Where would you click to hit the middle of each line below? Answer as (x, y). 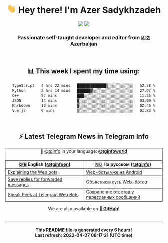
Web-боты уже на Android (114, 172)
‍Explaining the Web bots (33, 172)
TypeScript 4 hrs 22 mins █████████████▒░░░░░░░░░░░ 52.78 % (84, 86)
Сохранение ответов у (110, 192)
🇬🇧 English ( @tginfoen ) (45, 164)
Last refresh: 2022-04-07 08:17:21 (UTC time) (84, 235)
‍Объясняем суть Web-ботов (117, 182)
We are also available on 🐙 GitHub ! (84, 208)
